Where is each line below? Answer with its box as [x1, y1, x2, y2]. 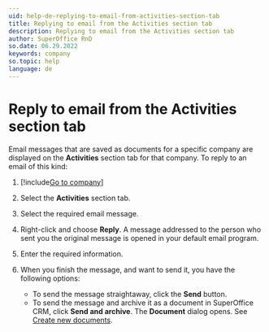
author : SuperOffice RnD [8, 34, 93, 43]
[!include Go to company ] [20, 177, 104, 187]
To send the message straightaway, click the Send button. [32, 289, 228, 299]
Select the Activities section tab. [20, 193, 131, 203]
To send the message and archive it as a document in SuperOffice [32, 298, 254, 308]
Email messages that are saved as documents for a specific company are [8, 144, 254, 154]
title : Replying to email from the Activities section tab [8, 20, 213, 28]
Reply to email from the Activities [8, 99, 237, 118]
